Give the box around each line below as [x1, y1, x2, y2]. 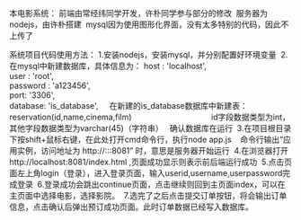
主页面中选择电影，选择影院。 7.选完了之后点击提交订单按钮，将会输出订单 [9, 190, 288, 200]
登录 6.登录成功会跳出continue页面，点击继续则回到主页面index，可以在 [16, 179, 286, 189]
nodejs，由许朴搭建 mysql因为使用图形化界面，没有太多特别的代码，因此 [9, 19, 281, 30]
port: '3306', [9, 90, 56, 101]
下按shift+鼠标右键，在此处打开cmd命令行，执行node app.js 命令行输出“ [9, 134, 284, 145]
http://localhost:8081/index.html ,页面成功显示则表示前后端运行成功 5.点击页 [9, 156, 292, 167]
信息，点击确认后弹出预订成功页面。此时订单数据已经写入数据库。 [9, 201, 253, 212]
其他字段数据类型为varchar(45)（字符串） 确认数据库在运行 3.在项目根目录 [9, 123, 292, 133]
